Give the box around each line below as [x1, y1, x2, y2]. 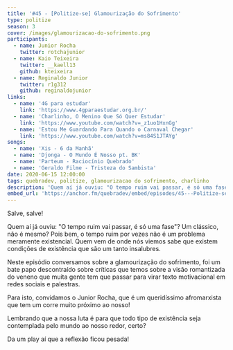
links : [7, 94, 26, 101]
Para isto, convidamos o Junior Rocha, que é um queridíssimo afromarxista [7, 293, 222, 302]
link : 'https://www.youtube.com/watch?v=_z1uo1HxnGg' [19, 119, 178, 127]
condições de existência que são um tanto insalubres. [7, 245, 161, 253]
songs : [7, 139, 26, 146]
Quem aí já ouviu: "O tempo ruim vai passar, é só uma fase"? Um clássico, [7, 223, 218, 231]
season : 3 [7, 23, 36, 30]
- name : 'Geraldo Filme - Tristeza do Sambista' [13, 164, 157, 172]
